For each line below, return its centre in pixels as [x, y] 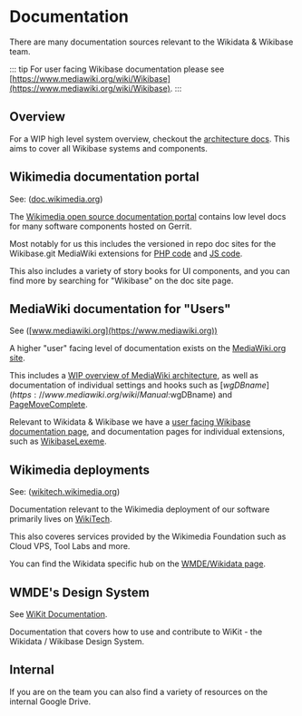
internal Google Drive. [50, 701]
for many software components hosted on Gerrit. [101, 226]
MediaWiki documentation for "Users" [120, 309]
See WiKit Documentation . [58, 614]
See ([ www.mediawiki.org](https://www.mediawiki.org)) [113, 331]
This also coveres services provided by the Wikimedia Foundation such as [148, 536]
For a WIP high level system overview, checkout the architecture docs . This [150, 139]
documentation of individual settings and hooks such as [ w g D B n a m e [138, 385]
